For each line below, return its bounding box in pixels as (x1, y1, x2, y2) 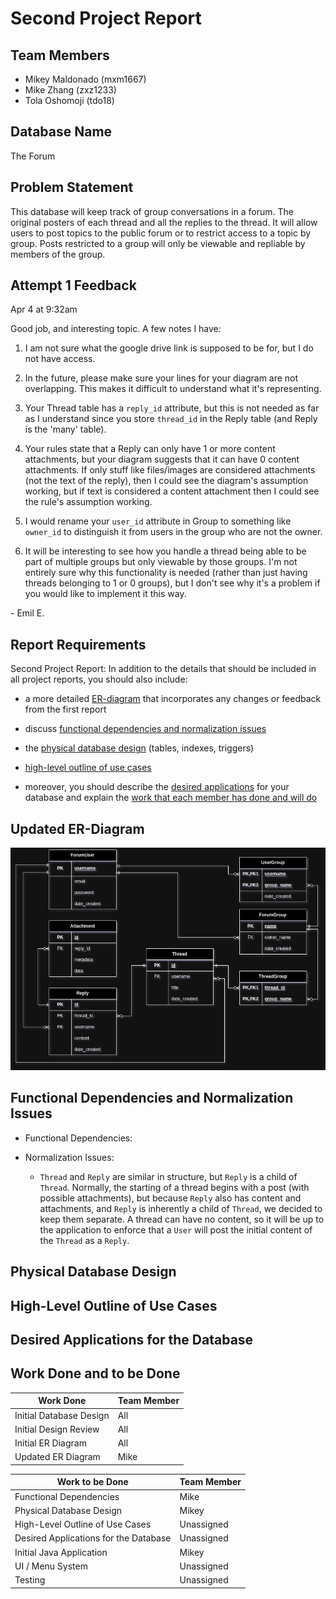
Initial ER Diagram (14, 1437, 87, 1449)
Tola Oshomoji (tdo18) (24, 95, 115, 106)
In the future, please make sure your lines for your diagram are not (24, 372, 299, 384)
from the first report (24, 703, 107, 716)
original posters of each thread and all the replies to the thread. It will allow (10, 216, 318, 228)
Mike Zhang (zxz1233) (24, 84, 117, 96)
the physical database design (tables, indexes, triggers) (24, 742, 255, 754)
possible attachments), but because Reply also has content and (39, 1192, 302, 1204)
